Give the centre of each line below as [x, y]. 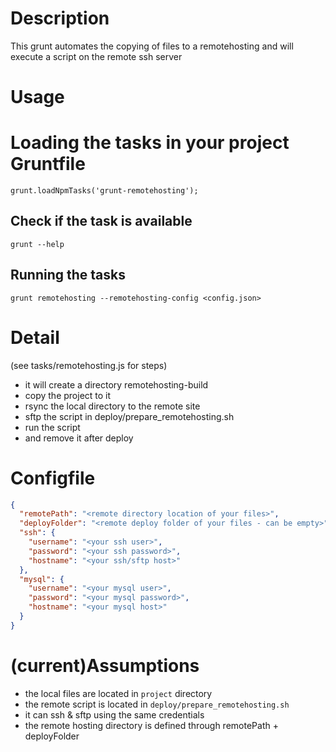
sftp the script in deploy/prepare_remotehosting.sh [129, 416]
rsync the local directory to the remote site [112, 406]
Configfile [53, 478]
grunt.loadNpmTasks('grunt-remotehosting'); [104, 191]
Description [60, 18]
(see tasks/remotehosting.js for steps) [89, 365]
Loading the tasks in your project [150, 143]
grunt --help [37, 244]
